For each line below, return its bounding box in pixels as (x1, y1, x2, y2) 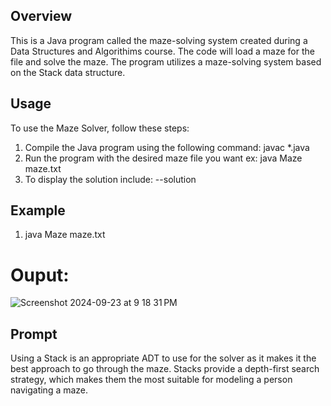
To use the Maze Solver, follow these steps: (10, 122, 190, 134)
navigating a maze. (10, 384, 89, 396)
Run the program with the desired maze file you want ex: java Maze (24, 152, 303, 164)
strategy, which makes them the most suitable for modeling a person (10, 374, 293, 386)
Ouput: (10, 264, 70, 286)
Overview (10, 8, 73, 25)
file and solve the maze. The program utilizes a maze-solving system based (10, 55, 322, 68)
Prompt (10, 325, 58, 343)
